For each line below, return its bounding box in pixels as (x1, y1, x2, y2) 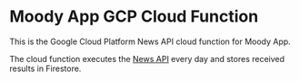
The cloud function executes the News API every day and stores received (9, 53, 285, 64)
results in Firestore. (9, 63, 82, 74)
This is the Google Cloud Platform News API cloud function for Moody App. (9, 36, 291, 47)
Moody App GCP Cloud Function (9, 6, 259, 27)
